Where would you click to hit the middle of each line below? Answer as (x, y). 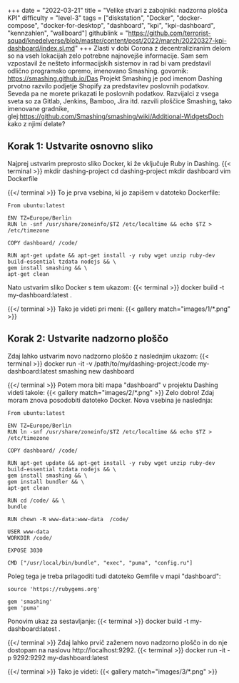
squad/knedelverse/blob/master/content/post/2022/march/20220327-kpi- (117, 41)
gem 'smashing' (30, 602)
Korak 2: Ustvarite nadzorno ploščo (88, 339)
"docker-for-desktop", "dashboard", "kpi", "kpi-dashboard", (128, 25)
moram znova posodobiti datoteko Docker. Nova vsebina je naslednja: (110, 400)
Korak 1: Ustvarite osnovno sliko (80, 147)
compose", (23, 25)
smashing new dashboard (96, 371)
